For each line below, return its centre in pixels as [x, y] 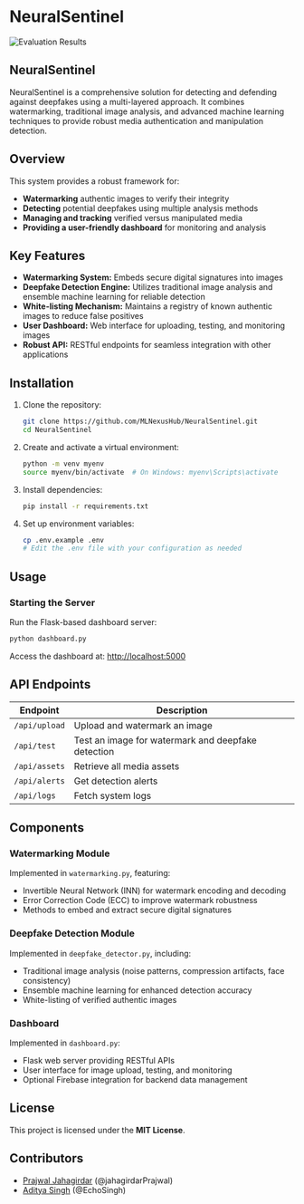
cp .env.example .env [63, 540]
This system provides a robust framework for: [95, 181]
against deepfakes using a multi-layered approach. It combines [127, 101]
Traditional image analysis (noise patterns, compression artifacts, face [153, 970]
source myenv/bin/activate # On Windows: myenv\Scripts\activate [150, 472]
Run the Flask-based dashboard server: [83, 622]
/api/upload [40, 725]
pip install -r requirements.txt [85, 506]
